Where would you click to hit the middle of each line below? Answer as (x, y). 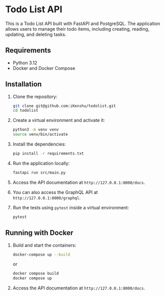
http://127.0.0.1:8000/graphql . (46, 198)
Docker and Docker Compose (44, 68)
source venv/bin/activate (40, 134)
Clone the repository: (35, 96)
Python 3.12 (25, 63)
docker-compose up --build (41, 254)
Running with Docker (39, 233)
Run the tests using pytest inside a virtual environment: (71, 207)
